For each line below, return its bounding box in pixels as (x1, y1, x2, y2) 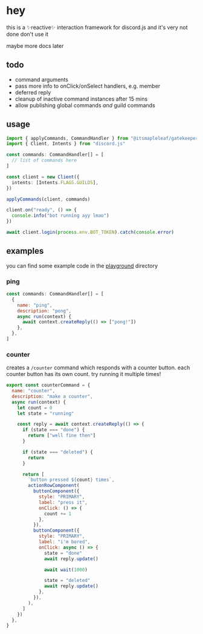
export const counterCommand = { (6, 382, 91, 388)
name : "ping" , (17, 302, 53, 308)
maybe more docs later (6, 42, 64, 49)
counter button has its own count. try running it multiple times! (6, 371, 161, 378)
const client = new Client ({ (6, 174, 80, 180)
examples (6, 246, 44, 256)
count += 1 (44, 510, 71, 517)
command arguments (14, 76, 68, 83)
